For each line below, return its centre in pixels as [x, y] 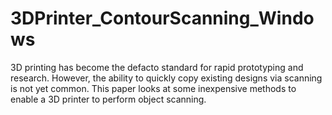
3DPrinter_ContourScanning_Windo [162, 18]
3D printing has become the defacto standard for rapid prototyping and [157, 67]
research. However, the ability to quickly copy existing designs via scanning [166, 78]
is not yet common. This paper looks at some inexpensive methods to [153, 88]
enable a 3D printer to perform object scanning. [108, 99]
